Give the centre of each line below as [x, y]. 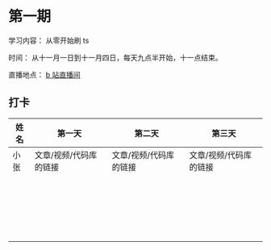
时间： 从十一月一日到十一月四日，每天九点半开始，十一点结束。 [115, 57]
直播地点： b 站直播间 [44, 74]
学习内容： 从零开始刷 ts [49, 40]
